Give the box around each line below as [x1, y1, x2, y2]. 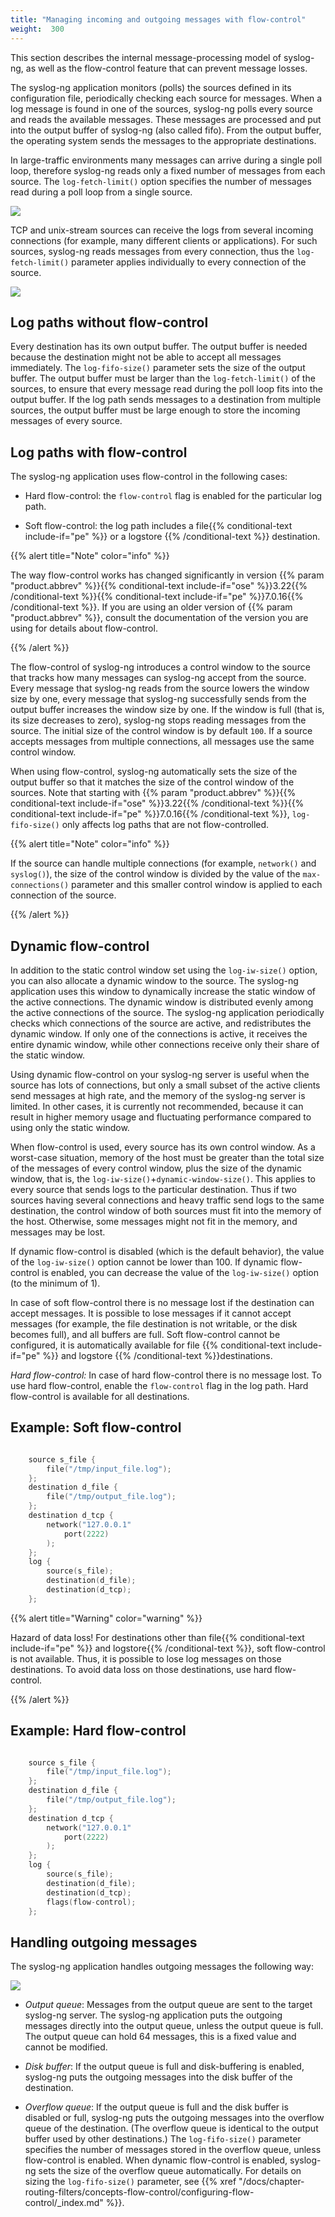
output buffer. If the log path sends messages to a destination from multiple [10, 394, 322, 406]
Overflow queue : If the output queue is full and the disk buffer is [24, 2101, 289, 2113]
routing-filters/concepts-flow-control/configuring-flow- [24, 2186, 255, 2198]
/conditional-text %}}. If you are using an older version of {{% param [10, 601, 293, 613]
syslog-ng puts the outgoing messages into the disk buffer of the [24, 2071, 293, 2083]
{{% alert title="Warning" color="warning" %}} [10, 1612, 203, 1624]
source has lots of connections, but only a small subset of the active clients [10, 1079, 321, 1091]
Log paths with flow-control [10, 444, 188, 461]
